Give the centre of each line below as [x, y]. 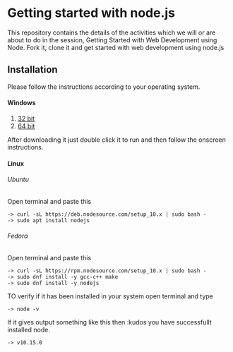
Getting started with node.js [91, 13]
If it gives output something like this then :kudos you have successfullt [109, 322]
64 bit [26, 126]
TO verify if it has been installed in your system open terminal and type [110, 296]
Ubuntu [18, 180]
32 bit [26, 119]
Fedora [18, 236]
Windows [22, 103]
